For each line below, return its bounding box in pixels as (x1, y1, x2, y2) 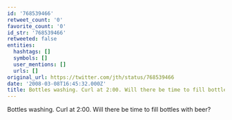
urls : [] (13, 67, 39, 74)
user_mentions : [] (13, 61, 67, 68)
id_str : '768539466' (7, 29, 67, 36)
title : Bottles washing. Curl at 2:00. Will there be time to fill (7, 86, 206, 93)
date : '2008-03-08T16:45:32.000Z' (7, 80, 107, 87)
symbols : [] (13, 55, 48, 62)
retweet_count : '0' (7, 16, 64, 23)
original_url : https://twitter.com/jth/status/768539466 (7, 73, 175, 81)
